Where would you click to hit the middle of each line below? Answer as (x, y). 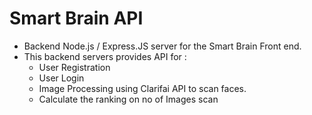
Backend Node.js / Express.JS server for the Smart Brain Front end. (162, 46)
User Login (61, 78)
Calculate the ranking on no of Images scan (128, 99)
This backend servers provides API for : (105, 56)
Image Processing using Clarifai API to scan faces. (142, 88)
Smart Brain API (76, 18)
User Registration (74, 67)
